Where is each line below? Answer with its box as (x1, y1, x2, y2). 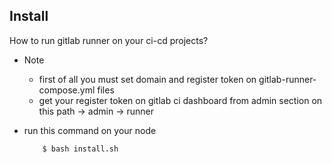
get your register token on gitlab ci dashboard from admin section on (38, 94, 323, 106)
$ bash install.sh (42, 144, 119, 154)
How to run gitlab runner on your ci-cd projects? (9, 34, 209, 46)
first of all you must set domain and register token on (38, 73, 257, 85)
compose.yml (38, 84, 96, 96)
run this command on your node (23, 124, 157, 136)
